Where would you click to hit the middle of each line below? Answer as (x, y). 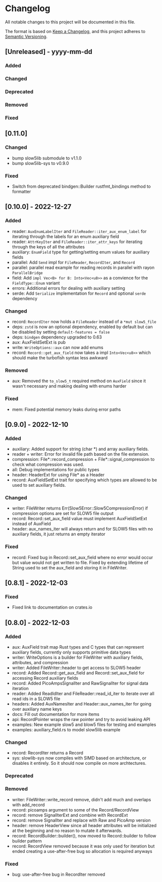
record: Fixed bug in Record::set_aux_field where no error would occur (82, 557)
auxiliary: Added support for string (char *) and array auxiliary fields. (80, 449)
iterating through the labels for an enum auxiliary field (65, 236)
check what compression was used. (48, 464)
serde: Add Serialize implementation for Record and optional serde (79, 293)
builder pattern (27, 841)
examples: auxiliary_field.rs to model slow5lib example (66, 730)
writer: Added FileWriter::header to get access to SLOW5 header (76, 668)
